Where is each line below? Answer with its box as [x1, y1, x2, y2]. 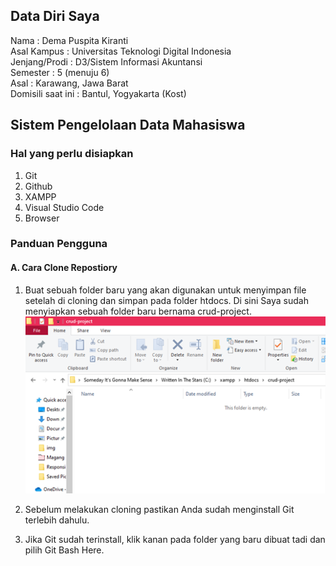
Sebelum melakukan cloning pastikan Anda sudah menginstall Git [24, 504, 295, 516]
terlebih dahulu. [24, 514, 90, 526]
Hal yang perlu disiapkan [10, 147, 134, 161]
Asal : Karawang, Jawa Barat [10, 77, 129, 89]
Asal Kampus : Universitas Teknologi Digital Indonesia [10, 45, 232, 57]
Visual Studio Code [24, 201, 105, 213]
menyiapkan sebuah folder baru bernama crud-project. [24, 305, 252, 317]
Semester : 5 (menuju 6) [10, 66, 110, 78]
